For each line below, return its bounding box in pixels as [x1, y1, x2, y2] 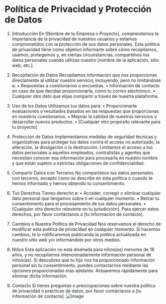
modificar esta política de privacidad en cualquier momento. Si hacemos [11, 226, 161, 232]
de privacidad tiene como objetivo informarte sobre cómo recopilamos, [11, 46, 158, 52]
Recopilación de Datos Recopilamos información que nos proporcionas [11, 72, 158, 78]
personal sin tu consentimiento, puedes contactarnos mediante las [11, 262, 149, 268]
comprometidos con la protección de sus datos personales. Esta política [11, 41, 160, 47]
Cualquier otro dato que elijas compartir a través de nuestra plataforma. [11, 93, 159, 99]
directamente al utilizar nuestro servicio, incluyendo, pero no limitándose [11, 77, 161, 83]
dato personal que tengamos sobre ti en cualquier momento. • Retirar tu [11, 195, 160, 201]
